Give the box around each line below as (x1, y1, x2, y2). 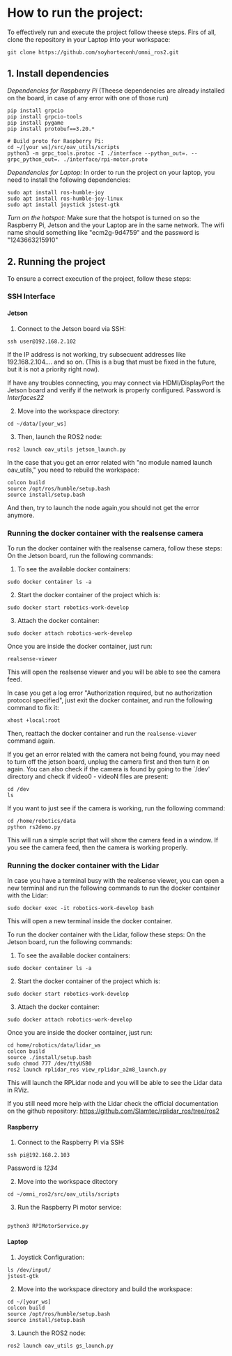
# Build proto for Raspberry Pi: (7, 137, 105, 144)
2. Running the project (7, 256, 106, 268)
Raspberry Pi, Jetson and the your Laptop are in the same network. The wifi (7, 221, 224, 229)
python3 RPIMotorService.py (7, 1223, 89, 1230)
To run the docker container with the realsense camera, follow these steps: (7, 544, 222, 552)
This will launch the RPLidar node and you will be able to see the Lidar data (7, 1079, 223, 1087)
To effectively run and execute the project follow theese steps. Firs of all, (7, 28, 217, 36)
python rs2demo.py (7, 824, 61, 831)
